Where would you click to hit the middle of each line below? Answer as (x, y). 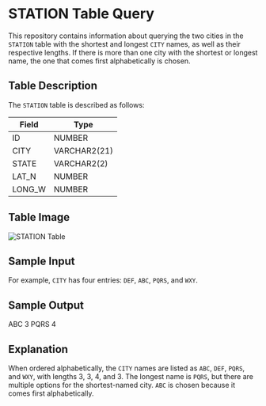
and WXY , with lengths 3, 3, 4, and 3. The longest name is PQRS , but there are (131, 376)
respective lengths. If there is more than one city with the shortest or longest (133, 52)
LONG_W (29, 189)
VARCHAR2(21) (83, 150)
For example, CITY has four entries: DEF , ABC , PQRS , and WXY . (103, 280)
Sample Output (46, 305)
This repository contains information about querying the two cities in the (126, 36)
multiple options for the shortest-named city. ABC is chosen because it (122, 385)
